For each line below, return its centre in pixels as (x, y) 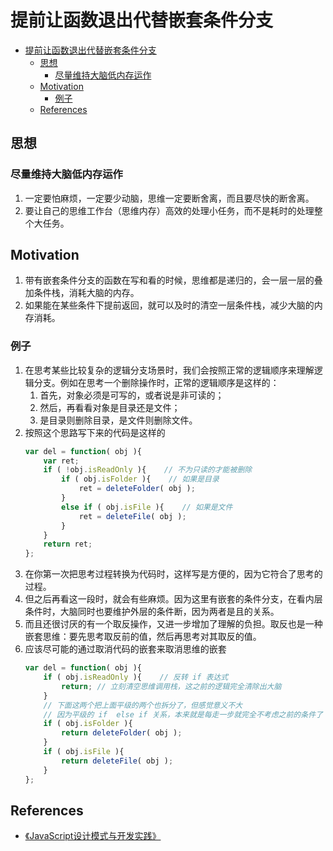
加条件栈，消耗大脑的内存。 (82, 293)
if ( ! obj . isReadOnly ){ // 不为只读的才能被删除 (148, 470)
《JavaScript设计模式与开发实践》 (93, 836)
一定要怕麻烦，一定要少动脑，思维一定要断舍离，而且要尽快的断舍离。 (169, 198)
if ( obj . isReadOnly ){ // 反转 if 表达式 (136, 677)
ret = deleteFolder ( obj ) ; (137, 489)
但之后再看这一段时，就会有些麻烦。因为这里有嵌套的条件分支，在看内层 (173, 599)
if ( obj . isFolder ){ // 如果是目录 (140, 479)
